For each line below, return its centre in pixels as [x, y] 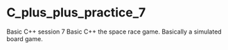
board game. [25, 38]
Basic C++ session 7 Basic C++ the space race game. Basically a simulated [114, 32]
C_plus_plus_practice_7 [76, 13]
